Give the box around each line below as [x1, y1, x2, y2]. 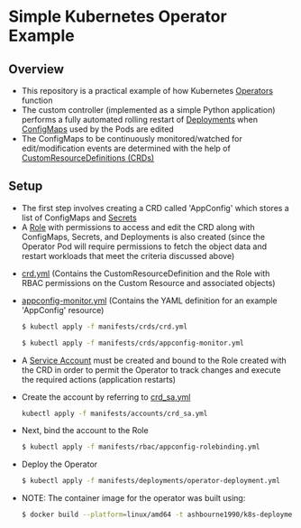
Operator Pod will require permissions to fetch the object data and [21, 241, 268, 252]
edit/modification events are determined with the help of [21, 143, 231, 153]
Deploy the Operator [21, 459, 98, 470]
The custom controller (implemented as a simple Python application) [21, 105, 276, 115]
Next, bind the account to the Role [21, 425, 150, 436]
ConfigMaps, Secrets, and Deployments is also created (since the [21, 231, 266, 242]
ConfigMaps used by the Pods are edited [21, 124, 175, 134]
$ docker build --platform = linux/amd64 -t [21, 510, 184, 520]
